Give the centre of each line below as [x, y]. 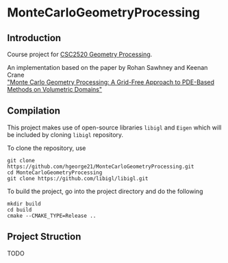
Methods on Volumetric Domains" [55, 89]
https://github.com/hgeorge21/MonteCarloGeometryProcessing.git [101, 166]
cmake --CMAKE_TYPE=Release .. [52, 216]
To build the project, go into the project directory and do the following [105, 191]
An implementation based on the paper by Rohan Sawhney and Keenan [107, 67]
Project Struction [44, 237]
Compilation [34, 111]
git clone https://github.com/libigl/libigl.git [78, 178]
